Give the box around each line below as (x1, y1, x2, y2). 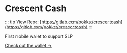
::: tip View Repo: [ (5, 19, 42, 25)
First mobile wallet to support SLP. (5, 33, 74, 39)
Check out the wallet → (5, 42, 52, 48)
